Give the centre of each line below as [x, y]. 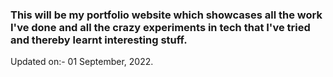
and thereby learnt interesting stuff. [99, 40]
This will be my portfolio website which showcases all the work [166, 15]
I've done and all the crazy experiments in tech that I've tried [160, 27]
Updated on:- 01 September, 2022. [82, 62]
